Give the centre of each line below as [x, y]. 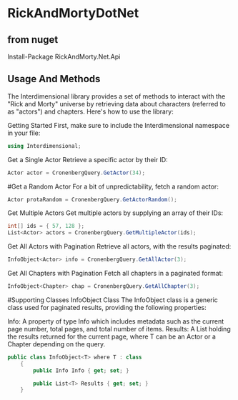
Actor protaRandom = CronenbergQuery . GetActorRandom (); [92, 199]
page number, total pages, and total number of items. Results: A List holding [119, 329]
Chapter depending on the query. [56, 344]
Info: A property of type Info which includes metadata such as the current [116, 321]
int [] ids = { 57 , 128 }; [46, 226]
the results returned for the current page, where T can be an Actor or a [112, 336]
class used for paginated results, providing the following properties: [107, 307]
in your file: [24, 133]
